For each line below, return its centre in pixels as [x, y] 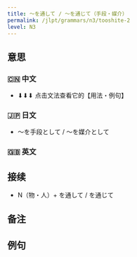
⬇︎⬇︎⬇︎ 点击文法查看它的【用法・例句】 [72, 95]
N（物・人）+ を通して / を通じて [66, 195]
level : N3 [22, 27]
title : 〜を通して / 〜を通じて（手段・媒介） [67, 14]
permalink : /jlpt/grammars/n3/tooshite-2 [69, 20]
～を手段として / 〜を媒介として [63, 132]
